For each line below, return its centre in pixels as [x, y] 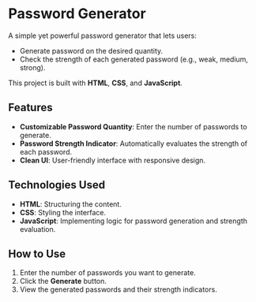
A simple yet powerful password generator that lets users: [103, 35]
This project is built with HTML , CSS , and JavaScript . [96, 83]
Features [30, 108]
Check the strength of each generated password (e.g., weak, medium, [134, 59]
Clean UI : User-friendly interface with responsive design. [113, 160]
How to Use [37, 254]
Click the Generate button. [63, 281]
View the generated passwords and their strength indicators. [118, 289]
